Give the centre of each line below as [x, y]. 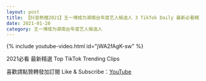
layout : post [23, 12]
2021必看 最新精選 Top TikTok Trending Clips [63, 59]
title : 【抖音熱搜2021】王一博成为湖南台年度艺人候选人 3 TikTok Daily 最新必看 [101, 18]
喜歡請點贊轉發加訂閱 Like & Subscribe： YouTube [69, 72]
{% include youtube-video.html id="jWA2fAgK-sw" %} [75, 46]
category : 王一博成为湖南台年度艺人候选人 [54, 29]
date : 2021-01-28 [29, 23]
